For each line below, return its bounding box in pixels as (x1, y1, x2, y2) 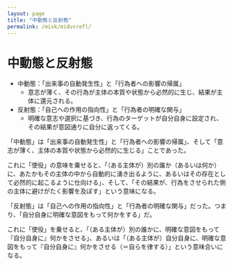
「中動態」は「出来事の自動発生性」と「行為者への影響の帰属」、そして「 (7, 138, 218, 146)
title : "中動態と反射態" (7, 17, 72, 24)
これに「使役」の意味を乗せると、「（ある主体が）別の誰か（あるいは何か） (7, 161, 220, 169)
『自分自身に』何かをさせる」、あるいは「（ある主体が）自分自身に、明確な (7, 234, 220, 242)
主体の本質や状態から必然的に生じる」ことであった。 (37, 147, 190, 155)
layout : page (7, 10, 45, 17)
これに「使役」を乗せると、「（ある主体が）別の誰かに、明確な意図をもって (7, 225, 220, 233)
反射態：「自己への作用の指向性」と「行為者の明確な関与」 (17, 106, 186, 114)
